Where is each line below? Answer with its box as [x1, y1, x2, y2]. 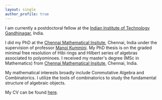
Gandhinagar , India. [5, 30, 44, 36]
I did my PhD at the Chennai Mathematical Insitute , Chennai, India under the [5, 39, 157, 45]
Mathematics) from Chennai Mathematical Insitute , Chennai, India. [5, 60, 138, 66]
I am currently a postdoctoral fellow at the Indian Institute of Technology [5, 25, 150, 31]
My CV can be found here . [5, 89, 59, 95]
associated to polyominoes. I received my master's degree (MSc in [5, 55, 139, 61]
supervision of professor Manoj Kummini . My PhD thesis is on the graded [5, 45, 152, 50]
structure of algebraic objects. [5, 80, 66, 85]
